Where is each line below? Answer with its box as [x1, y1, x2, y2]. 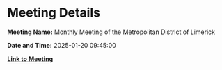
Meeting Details [7, 5, 101, 21]
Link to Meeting [7, 54, 54, 63]
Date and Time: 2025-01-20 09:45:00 [7, 41, 116, 49]
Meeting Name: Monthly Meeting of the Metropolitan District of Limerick [7, 28, 216, 36]
